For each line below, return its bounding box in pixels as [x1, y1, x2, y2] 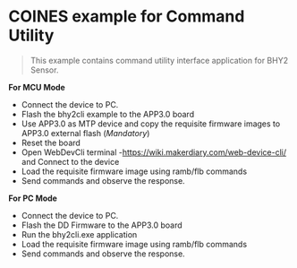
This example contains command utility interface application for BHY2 [30, 55, 288, 65]
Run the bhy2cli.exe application [21, 229, 138, 239]
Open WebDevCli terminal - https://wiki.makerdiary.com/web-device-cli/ [21, 146, 287, 158]
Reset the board [21, 137, 81, 148]
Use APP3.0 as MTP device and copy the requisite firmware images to [21, 118, 281, 129]
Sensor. [30, 65, 59, 75]
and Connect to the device [21, 156, 120, 167]
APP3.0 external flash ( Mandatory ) [21, 127, 150, 138]
